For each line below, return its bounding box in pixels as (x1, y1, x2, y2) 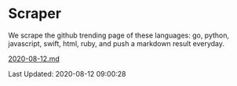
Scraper (8, 5, 61, 23)
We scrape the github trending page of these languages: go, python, (8, 30, 230, 40)
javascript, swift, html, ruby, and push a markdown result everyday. (8, 38, 225, 48)
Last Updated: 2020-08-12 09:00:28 (8, 69, 126, 78)
